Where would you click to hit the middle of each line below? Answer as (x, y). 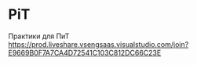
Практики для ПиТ (39, 36)
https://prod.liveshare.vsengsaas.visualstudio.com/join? (98, 44)
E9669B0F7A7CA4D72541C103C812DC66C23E (85, 52)
